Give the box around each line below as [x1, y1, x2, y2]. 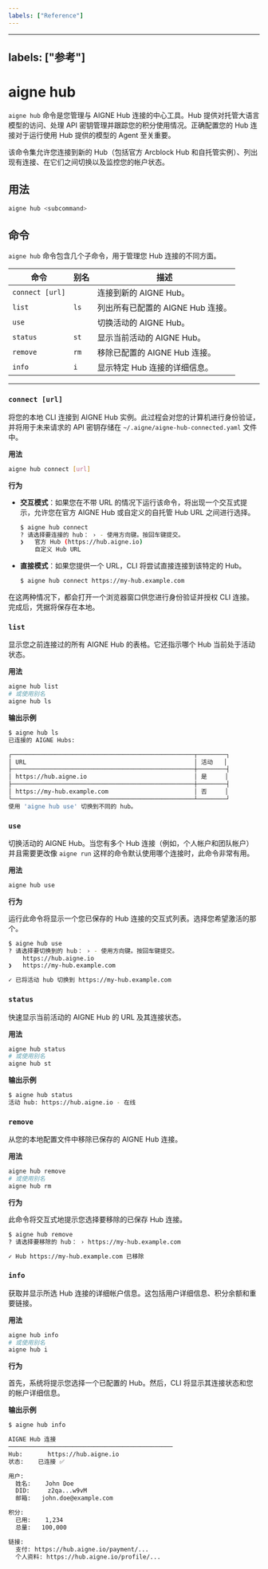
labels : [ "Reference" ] [8, 11, 84, 20]
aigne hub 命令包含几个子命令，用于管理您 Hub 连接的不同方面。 [8, 251, 221, 261]
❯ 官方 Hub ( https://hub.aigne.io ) [19, 538, 144, 546]
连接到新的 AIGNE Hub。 [97, 288, 190, 299]
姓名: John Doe [15, 1480, 74, 1488]
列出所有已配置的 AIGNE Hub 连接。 [97, 302, 232, 313]
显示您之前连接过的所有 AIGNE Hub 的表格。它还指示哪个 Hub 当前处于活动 [8, 639, 256, 650]
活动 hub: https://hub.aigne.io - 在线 [8, 1099, 136, 1107]
